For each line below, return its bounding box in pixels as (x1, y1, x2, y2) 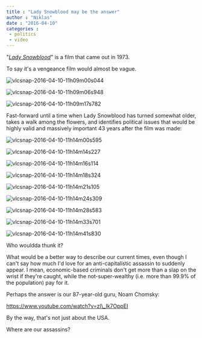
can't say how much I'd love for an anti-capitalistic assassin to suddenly (6, 260, 185, 267)
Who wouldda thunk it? (6, 242, 63, 249)
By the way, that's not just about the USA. (6, 314, 110, 321)
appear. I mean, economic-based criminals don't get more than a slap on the (6, 266, 197, 273)
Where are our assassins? (6, 326, 71, 333)
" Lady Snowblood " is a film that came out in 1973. (6, 54, 130, 60)
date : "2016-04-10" (6, 20, 58, 26)
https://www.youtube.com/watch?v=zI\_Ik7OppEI (6, 302, 128, 310)
